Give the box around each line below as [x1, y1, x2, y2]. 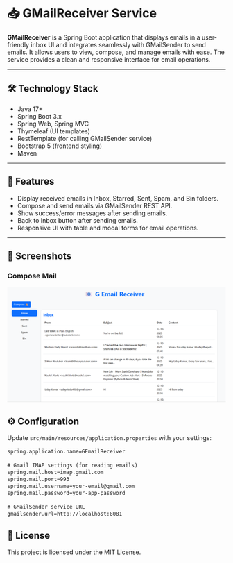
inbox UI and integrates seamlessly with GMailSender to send [31, 40, 207, 49]
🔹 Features [7, 176, 55, 187]
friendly [7, 40, 30, 49]
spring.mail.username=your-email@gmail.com [7, 483, 135, 490]
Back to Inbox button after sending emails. [17, 216, 139, 224]
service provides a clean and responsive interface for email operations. [7, 55, 211, 63]
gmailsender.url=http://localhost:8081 [7, 511, 123, 518]
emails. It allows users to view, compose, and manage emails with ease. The [7, 48, 225, 56]
